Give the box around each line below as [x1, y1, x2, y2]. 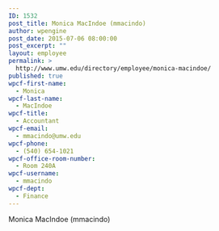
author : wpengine [8, 27, 67, 35]
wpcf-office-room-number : [8, 154, 95, 162]
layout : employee [8, 49, 67, 57]
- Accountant [15, 117, 60, 125]
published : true [8, 72, 63, 80]
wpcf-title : [8, 110, 48, 118]
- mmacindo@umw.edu [15, 132, 82, 140]
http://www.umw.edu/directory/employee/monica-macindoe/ [15, 65, 212, 73]
